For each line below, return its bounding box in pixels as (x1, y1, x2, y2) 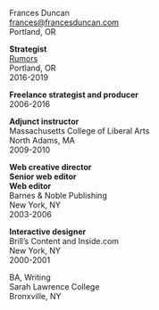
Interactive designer (9, 226, 87, 237)
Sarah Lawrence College (9, 281, 100, 292)
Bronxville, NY (9, 291, 62, 301)
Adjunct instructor (9, 116, 79, 126)
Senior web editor (9, 171, 78, 182)
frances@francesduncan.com (9, 17, 119, 28)
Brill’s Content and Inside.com (9, 236, 119, 246)
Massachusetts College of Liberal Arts (9, 126, 150, 136)
